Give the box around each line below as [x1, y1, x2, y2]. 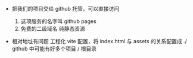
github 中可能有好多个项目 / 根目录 [11, 45, 97, 52]
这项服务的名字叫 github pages [20, 18, 96, 25]
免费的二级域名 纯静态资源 [20, 25, 85, 32]
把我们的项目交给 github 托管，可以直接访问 [11, 5, 120, 12]
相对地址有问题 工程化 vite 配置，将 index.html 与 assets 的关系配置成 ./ [11, 38, 188, 44]
